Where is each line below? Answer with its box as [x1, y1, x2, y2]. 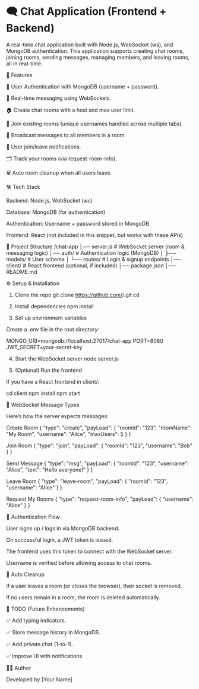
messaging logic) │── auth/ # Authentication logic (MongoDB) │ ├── [6, 249, 176, 256]
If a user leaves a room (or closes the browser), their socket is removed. [6, 582, 182, 589]
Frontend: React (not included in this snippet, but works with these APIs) [6, 231, 183, 238]
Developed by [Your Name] [6, 675, 73, 683]
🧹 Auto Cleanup [6, 571, 45, 578]
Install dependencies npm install [14, 302, 94, 309]
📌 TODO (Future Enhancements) [6, 605, 85, 612]
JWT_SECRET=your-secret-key [6, 343, 83, 350]
